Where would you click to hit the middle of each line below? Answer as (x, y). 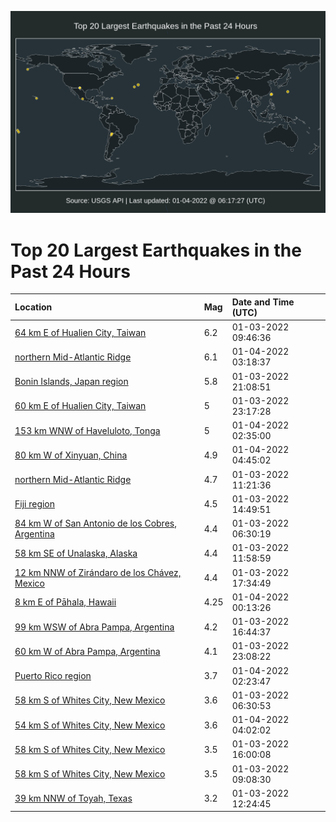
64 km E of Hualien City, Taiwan (80, 332)
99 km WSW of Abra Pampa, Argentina (94, 627)
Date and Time (263, 302)
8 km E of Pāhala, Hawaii (65, 602)
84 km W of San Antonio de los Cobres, (95, 523)
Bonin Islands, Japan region (71, 382)
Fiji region (35, 504)
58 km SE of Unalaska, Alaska (76, 553)
